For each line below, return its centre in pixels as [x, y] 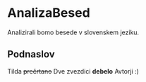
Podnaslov [31, 54]
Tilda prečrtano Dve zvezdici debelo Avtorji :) [73, 71]
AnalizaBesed [49, 13]
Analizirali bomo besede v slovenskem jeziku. [73, 32]
